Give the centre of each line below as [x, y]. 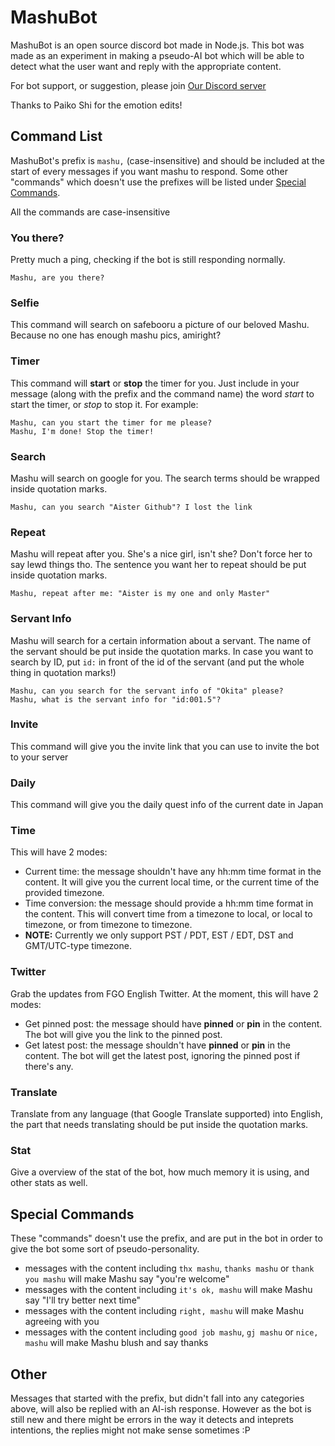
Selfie [25, 303]
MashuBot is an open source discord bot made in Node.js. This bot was [157, 45]
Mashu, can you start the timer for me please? [111, 422]
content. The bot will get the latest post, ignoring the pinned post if [162, 1055]
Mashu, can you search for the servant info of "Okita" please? [147, 691]
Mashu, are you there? [57, 278]
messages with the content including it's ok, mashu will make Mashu [168, 1290]
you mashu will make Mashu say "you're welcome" [127, 1279]
